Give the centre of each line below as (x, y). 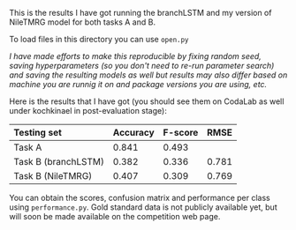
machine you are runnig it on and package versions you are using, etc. (138, 84)
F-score (181, 133)
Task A (28, 147)
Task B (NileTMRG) (53, 176)
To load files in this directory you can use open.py (99, 39)
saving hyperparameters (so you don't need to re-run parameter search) (142, 66)
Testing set (38, 133)
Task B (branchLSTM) (59, 162)
